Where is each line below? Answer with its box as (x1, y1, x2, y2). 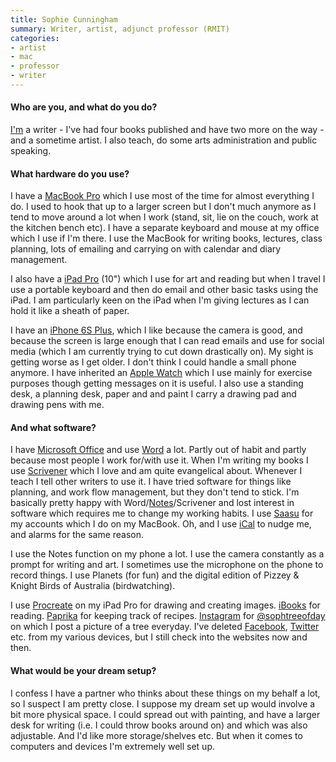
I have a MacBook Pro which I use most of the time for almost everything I (10, 190, 315, 202)
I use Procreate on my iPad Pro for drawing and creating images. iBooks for (10, 599, 321, 611)
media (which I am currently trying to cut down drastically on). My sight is (10, 346, 314, 358)
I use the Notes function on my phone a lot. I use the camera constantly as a (10, 548, 325, 560)
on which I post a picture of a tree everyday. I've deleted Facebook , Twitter (10, 621, 320, 633)
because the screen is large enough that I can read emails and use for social (10, 335, 325, 347)
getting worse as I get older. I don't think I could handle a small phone (10, 356, 297, 368)
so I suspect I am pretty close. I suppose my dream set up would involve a (10, 697, 316, 710)
